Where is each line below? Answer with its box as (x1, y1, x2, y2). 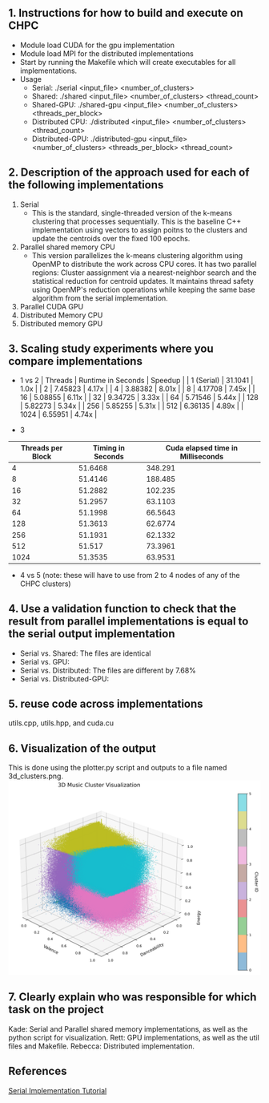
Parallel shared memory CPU (19, 242, 116, 252)
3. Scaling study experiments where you (8, 342, 214, 356)
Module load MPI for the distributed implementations (19, 48, 194, 59)
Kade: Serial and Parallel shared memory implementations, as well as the (8, 1024, 248, 1033)
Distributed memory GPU (19, 318, 103, 328)
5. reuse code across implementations (8, 697, 203, 710)
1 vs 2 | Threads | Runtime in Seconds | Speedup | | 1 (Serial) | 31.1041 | (19, 376, 254, 386)
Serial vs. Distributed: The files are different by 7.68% (19, 665, 196, 675)
